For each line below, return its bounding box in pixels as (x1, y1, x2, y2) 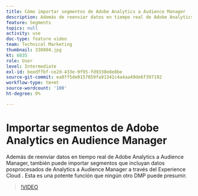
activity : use (6, 31, 41, 36)
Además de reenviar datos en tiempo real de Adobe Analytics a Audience (6, 153, 184, 160)
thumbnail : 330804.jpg (6, 47, 62, 53)
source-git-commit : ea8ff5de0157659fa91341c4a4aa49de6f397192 (6, 74, 162, 80)
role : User (6, 58, 33, 64)
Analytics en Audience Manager (6, 134, 167, 147)
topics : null (6, 25, 38, 31)
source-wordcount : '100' (6, 85, 67, 91)
